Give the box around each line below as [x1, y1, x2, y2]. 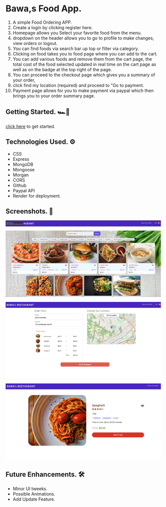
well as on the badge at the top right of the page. [12, 66, 112, 72]
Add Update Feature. [12, 496, 56, 502]
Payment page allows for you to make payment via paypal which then [12, 87, 154, 93]
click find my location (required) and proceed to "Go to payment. [12, 82, 144, 88]
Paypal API [12, 187, 35, 193]
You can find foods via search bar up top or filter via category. [12, 45, 139, 51]
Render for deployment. [12, 193, 61, 199]
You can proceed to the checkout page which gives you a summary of [12, 72, 156, 78]
